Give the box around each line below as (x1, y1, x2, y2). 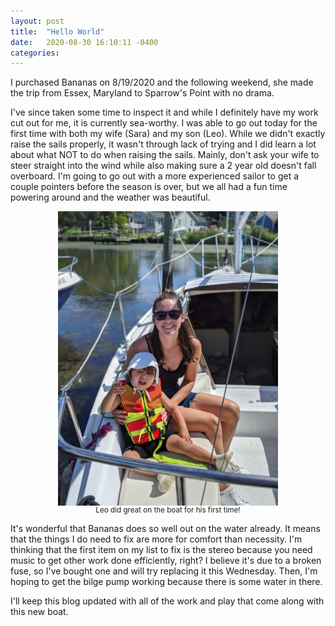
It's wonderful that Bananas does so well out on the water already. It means (10, 522, 321, 534)
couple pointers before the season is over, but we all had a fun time (10, 181, 288, 193)
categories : (10, 48, 60, 58)
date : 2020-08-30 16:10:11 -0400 (10, 37, 159, 47)
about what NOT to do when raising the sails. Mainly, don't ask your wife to (10, 149, 320, 161)
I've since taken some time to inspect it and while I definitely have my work (10, 106, 319, 119)
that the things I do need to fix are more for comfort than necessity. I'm (10, 533, 303, 545)
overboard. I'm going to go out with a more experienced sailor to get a (10, 170, 300, 182)
